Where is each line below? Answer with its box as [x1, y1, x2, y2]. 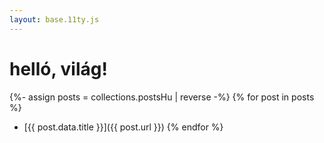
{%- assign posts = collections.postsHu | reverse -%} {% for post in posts [9, 91, 315, 103]
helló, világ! [9, 57, 108, 80]
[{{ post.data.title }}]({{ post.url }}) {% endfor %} [23, 121, 224, 133]
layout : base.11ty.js [9, 14, 100, 25]
